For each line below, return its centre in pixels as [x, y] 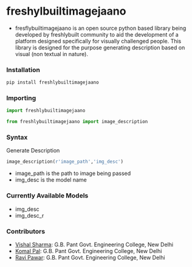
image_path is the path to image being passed [73, 173]
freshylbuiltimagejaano [66, 11]
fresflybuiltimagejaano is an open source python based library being [101, 28]
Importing [21, 98]
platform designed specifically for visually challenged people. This [98, 41]
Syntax [17, 137]
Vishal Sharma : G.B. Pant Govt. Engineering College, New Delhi [94, 244]
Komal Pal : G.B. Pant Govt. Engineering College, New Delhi [88, 251]
